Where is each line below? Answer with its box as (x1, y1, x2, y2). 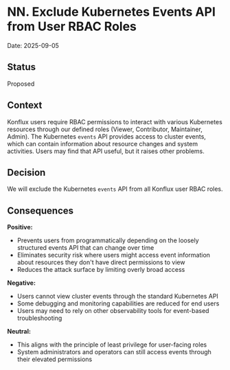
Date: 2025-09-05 (7, 41, 60, 49)
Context (7, 100, 43, 111)
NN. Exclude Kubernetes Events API (7, 4, 216, 20)
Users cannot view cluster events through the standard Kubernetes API (16, 292, 218, 301)
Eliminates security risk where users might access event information (16, 251, 211, 259)
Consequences (7, 205, 74, 216)
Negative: (7, 279, 36, 287)
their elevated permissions (16, 355, 93, 364)
